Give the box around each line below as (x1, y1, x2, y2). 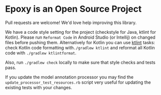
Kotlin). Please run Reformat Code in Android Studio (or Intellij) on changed (5, 34, 156, 40)
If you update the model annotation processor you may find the (5, 74, 134, 80)
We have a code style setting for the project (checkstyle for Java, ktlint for (5, 29, 157, 35)
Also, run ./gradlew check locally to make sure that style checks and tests (5, 59, 156, 65)
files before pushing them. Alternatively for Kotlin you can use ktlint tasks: (5, 39, 156, 45)
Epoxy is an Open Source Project (5, 3, 142, 15)
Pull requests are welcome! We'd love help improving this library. (5, 20, 137, 25)
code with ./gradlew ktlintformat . (5, 50, 77, 56)
